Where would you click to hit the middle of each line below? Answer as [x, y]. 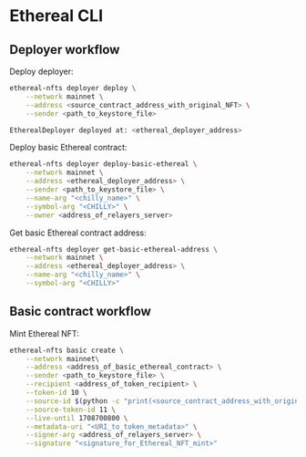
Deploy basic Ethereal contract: [68, 148]
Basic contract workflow [81, 312]
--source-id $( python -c [73, 401]
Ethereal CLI [56, 16]
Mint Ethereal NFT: [45, 333]
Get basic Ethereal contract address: [78, 233]
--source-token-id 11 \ [71, 410]
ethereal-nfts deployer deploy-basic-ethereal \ [103, 164]
